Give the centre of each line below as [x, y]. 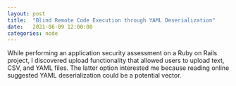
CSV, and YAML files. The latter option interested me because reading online [118, 68]
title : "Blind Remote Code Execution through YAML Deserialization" [112, 20]
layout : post [26, 14]
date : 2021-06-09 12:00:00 [50, 27]
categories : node [33, 33]
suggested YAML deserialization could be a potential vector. [94, 76]
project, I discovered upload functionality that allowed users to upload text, [116, 61]
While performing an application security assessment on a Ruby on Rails [112, 53]
